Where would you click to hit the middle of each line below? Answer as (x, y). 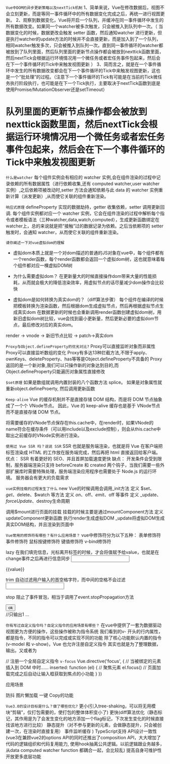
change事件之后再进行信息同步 (38, 558)
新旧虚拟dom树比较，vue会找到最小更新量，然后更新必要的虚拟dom (83, 318)
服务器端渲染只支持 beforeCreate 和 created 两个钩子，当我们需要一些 (87, 465)
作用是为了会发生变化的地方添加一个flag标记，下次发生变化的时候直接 (92, 719)
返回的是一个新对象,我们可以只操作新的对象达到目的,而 (62, 365)
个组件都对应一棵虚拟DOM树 (43, 265)
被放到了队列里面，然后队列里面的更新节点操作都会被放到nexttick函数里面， (85, 52)
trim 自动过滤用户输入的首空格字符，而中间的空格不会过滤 (66, 580)
